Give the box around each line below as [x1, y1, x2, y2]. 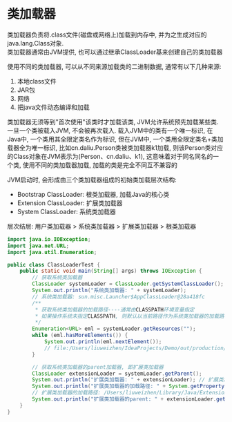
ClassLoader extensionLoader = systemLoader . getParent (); [32, 370, 202, 377]
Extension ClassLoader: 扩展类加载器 [17, 198, 123, 207]
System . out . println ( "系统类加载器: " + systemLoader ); [32, 287, 187, 294]
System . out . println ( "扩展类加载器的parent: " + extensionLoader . [32, 396, 217, 403]
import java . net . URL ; [7, 242, 70, 249]
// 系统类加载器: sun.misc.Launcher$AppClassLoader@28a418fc [32, 293, 205, 300]
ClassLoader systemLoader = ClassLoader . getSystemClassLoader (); [32, 280, 224, 287]
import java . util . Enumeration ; [7, 249, 97, 256]
